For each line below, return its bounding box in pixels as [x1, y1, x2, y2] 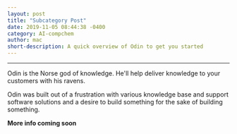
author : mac [7, 37, 42, 44]
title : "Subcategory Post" [7, 17, 87, 24]
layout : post [7, 10, 46, 18]
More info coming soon [7, 119, 77, 127]
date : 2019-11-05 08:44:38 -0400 [7, 23, 106, 30]
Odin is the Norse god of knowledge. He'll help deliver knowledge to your [7, 69, 221, 78]
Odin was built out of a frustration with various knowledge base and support [7, 90, 229, 99]
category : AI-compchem [7, 30, 74, 37]
